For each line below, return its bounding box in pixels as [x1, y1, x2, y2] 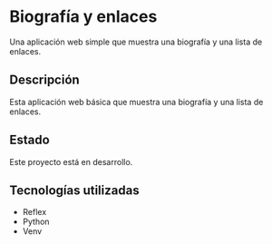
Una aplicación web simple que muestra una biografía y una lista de [9, 36, 263, 47]
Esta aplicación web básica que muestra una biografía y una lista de [9, 96, 264, 107]
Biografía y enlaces [9, 6, 158, 27]
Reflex [22, 207, 47, 218]
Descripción [9, 73, 80, 88]
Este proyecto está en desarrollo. [9, 156, 133, 167]
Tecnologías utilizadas [9, 182, 140, 198]
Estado [9, 132, 50, 148]
